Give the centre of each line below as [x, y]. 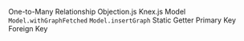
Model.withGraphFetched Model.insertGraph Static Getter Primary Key [122, 20]
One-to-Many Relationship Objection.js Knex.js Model [97, 12]
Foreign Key [28, 29]
